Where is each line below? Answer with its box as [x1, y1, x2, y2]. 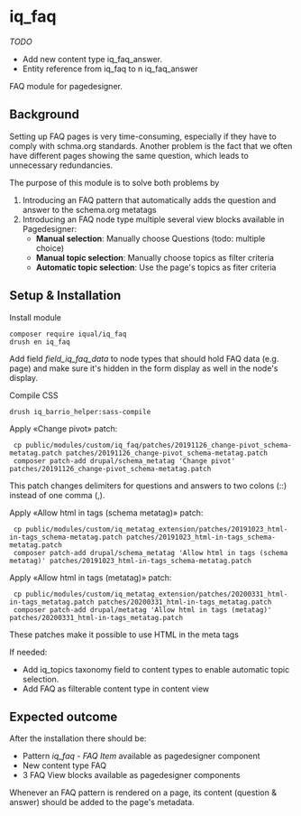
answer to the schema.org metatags [22, 204, 157, 215]
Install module [9, 311, 61, 322]
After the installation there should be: [9, 733, 147, 744]
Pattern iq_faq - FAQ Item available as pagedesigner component [22, 751, 260, 762]
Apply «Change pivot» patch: [9, 422, 118, 434]
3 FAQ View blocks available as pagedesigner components [22, 770, 241, 781]
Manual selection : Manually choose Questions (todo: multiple [35, 233, 266, 244]
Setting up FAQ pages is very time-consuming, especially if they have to [9, 131, 277, 142]
